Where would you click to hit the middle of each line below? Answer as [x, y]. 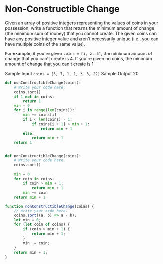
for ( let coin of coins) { [42, 225]
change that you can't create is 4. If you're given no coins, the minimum [79, 58]
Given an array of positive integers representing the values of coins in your [81, 23]
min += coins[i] [40, 115]
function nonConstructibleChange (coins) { [50, 206]
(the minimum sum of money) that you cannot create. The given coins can [81, 33]
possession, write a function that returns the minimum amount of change [80, 28]
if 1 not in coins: [34, 97]
